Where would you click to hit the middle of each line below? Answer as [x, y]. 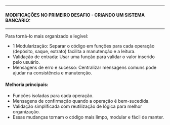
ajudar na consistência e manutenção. [52, 73]
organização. [26, 112]
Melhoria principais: [27, 85]
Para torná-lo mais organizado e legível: [47, 36]
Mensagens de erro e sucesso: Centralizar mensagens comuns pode [84, 68]
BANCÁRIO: [18, 20]
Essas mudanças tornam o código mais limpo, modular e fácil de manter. [88, 117]
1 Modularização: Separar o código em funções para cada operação [83, 46]
